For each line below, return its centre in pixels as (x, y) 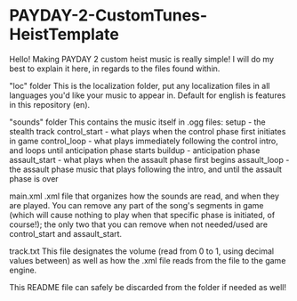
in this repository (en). (50, 104)
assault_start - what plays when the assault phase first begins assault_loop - (149, 159)
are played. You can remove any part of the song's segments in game (136, 205)
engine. (23, 270)
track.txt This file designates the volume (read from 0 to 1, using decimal (142, 251)
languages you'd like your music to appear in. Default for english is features (148, 95)
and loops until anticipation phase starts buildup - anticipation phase (135, 150)
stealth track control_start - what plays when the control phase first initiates (148, 131)
